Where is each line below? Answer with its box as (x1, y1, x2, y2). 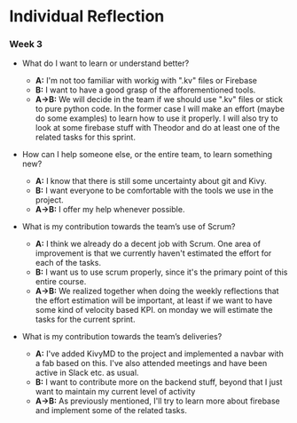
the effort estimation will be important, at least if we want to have (35, 295, 273, 306)
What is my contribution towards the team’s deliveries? (21, 331, 223, 342)
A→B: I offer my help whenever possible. (35, 204, 185, 215)
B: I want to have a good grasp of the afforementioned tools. (35, 84, 256, 95)
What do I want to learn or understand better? (21, 58, 190, 68)
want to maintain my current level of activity (35, 387, 196, 397)
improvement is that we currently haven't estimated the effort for (35, 248, 272, 259)
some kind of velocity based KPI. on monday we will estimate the (35, 305, 273, 315)
